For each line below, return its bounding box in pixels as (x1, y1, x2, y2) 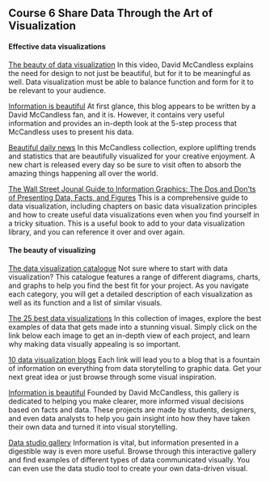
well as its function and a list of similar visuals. (8, 297, 162, 307)
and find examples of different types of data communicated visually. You (8, 454, 251, 464)
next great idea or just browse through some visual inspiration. (8, 372, 217, 382)
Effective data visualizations (8, 41, 107, 51)
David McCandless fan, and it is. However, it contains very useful (8, 109, 225, 120)
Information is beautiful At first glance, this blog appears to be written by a (8, 101, 256, 111)
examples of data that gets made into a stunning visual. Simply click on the (8, 322, 257, 331)
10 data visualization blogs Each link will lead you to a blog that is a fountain (8, 355, 260, 365)
